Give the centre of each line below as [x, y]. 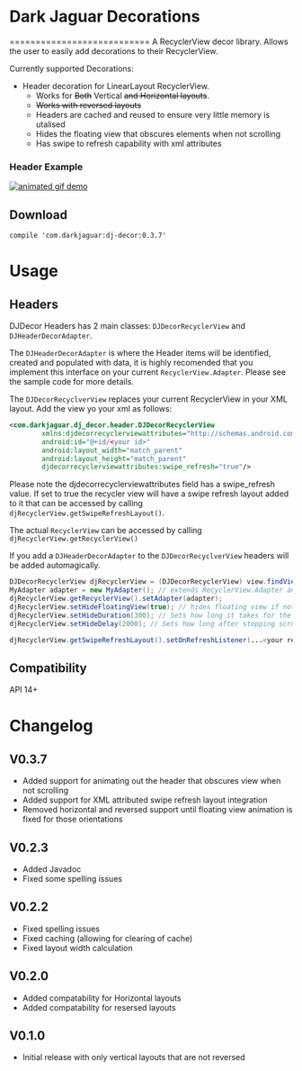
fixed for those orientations [72, 819]
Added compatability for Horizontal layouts [102, 998]
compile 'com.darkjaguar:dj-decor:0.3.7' [88, 236]
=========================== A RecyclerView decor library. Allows [149, 41]
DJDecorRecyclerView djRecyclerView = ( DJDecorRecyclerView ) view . [138, 582]
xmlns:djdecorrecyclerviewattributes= [114, 433]
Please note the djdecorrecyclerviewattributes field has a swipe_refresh [142, 485]
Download [38, 215]
